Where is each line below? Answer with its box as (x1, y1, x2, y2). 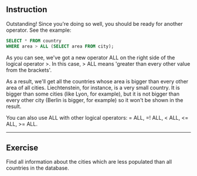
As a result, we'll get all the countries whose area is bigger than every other (6, 77, 189, 84)
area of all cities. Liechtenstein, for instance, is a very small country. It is (6, 84, 180, 91)
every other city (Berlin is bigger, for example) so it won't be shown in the (6, 96, 184, 103)
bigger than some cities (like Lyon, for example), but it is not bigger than (6, 90, 180, 97)
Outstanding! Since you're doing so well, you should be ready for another (6, 20, 183, 27)
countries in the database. (6, 164, 69, 172)
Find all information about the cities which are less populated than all (6, 158, 172, 165)
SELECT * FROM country (6, 38, 62, 43)
